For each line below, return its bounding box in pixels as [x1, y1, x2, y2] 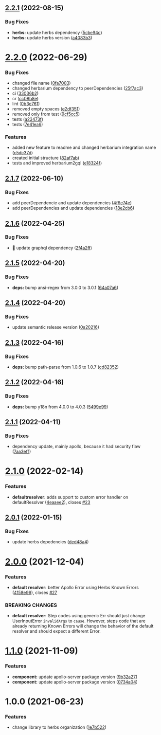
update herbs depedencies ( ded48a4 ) [12, 539, 89, 545]
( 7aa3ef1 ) [12, 448, 31, 454]
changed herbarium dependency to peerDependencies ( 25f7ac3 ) [12, 85, 143, 91]
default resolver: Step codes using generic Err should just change [12, 613, 145, 619]
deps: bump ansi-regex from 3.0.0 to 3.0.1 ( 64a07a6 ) [12, 285, 119, 290]
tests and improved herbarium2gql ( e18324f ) [12, 160, 102, 166]
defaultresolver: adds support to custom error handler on [12, 494, 128, 500]
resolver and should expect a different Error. [12, 628, 101, 634]
